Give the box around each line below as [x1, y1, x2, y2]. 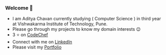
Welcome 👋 [5, 4, 33, 11]
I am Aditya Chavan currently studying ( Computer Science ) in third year [12, 16, 161, 22]
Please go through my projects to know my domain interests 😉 [12, 26, 141, 32]
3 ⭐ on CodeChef [12, 32, 48, 38]
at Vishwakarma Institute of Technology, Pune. [12, 21, 108, 27]
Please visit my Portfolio [12, 44, 62, 50]
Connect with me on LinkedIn [12, 39, 72, 45]
